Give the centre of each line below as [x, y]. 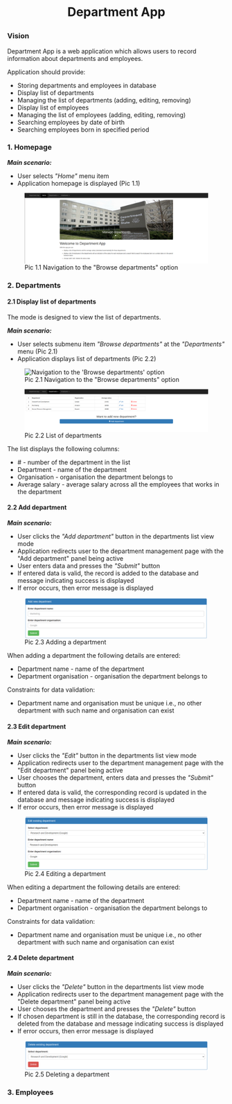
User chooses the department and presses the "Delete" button [106, 1008]
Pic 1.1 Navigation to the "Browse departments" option [101, 267]
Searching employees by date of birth [71, 122]
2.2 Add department [37, 507]
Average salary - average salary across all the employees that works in [118, 484]
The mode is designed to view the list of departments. [84, 317]
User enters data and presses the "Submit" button [89, 566]
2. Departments [34, 285]
